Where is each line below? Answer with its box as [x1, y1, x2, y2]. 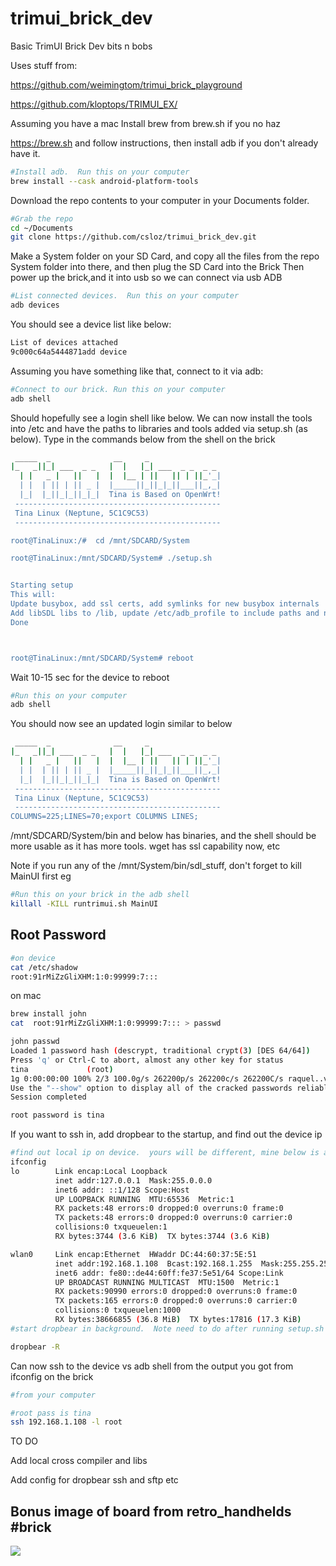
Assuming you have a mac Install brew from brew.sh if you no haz [10, 117, 282, 129]
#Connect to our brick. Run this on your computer [10, 384, 226, 394]
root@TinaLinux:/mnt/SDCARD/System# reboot [10, 653, 195, 663]
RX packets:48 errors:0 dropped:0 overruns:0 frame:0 [54, 1203, 284, 1214]
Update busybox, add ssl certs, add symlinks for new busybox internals [10, 599, 320, 609]
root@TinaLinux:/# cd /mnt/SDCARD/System [10, 535, 190, 546]
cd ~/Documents [10, 223, 74, 233]
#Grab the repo [10, 213, 74, 224]
